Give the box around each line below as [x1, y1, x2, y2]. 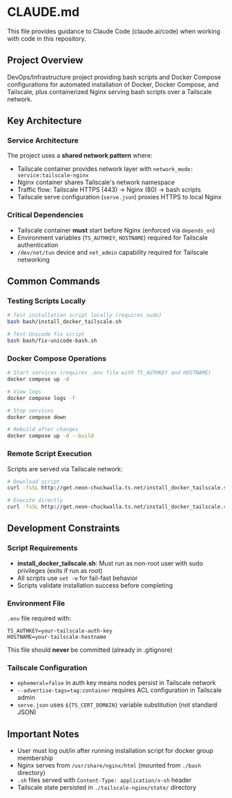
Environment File [7, 598, 66, 608]
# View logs [7, 388, 41, 395]
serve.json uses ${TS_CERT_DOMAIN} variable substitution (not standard [17, 700, 217, 709]
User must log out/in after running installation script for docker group [17, 747, 214, 755]
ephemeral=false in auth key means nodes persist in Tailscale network [17, 679, 216, 687]
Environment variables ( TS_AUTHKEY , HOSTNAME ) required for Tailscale [17, 233, 209, 242]
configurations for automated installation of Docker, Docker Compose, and [7, 80, 219, 89]
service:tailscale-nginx [17, 172, 89, 179]
